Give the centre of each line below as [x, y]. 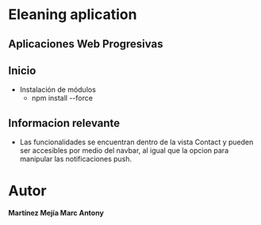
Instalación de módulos [58, 90]
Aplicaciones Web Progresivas [86, 44]
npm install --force [62, 98]
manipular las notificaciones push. [76, 159]
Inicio [22, 70]
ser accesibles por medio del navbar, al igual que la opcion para [124, 151]
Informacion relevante [64, 123]
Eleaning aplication [73, 15]
